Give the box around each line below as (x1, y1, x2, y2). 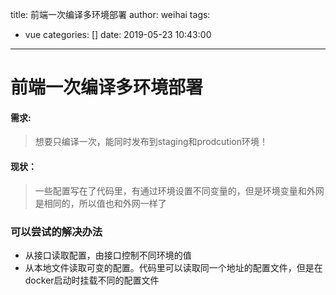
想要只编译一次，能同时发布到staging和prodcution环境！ (34, 136, 269, 148)
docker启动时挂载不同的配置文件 (24, 274, 160, 286)
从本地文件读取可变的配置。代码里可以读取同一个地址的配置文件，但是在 (24, 261, 323, 273)
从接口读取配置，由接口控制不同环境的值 (24, 249, 192, 261)
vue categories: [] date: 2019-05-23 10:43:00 (24, 29, 212, 40)
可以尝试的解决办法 (10, 224, 103, 238)
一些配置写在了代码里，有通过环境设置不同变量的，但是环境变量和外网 (34, 184, 325, 197)
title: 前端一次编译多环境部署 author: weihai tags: (10, 9, 211, 20)
